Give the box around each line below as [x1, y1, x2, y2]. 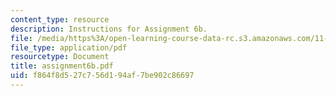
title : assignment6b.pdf [10, 61, 114, 71]
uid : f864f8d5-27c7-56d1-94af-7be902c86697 [10, 71, 195, 81]
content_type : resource [10, 14, 110, 25]
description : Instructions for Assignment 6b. [10, 24, 208, 34]
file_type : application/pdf [10, 42, 128, 53]
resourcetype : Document [10, 52, 110, 62]
